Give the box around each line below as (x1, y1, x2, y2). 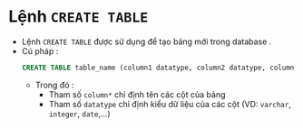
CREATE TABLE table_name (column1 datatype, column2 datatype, (21, 63, 267, 72)
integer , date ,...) (48, 108, 111, 119)
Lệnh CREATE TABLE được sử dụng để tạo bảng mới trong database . (21, 36, 272, 47)
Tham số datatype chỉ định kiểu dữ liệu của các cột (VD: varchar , (48, 98, 291, 109)
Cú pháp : (21, 45, 59, 56)
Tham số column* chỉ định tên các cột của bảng (48, 88, 226, 100)
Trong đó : (34, 79, 74, 90)
